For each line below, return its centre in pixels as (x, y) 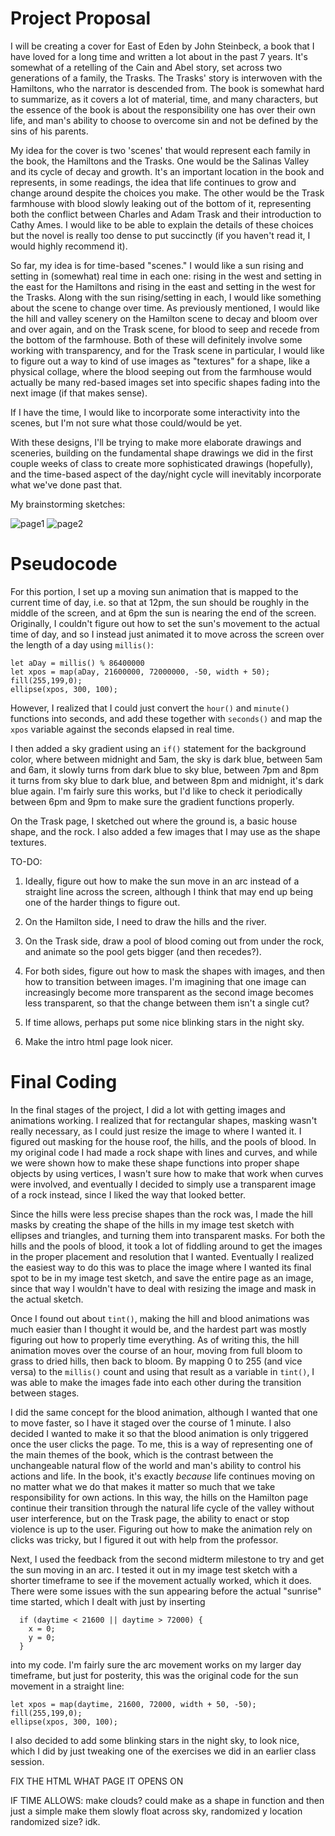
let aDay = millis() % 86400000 (77, 663)
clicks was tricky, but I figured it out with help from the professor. (144, 1539)
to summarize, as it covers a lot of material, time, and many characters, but (164, 99)
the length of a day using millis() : (82, 644)
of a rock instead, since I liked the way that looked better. (128, 1194)
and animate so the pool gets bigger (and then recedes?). (143, 951)
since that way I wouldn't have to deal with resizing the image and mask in (163, 1288)
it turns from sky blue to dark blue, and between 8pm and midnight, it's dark (167, 780)
